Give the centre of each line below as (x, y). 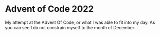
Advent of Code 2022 (49, 9)
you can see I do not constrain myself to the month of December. (70, 27)
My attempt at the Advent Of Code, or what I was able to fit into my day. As (80, 22)
